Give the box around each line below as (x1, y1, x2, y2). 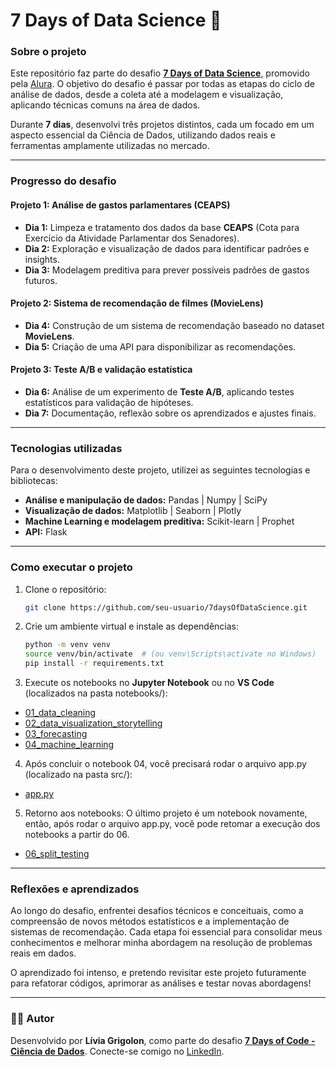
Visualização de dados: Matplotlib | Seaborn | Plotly (24, 505, 242, 517)
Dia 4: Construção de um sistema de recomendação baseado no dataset (24, 319, 325, 331)
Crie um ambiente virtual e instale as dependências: (24, 620, 240, 633)
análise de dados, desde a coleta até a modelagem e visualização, (10, 89, 284, 101)
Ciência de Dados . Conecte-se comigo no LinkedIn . (10, 1045, 225, 1057)
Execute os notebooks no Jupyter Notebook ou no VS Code (24, 677, 275, 689)
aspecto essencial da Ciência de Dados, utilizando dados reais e (10, 129, 276, 141)
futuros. (24, 274, 58, 286)
